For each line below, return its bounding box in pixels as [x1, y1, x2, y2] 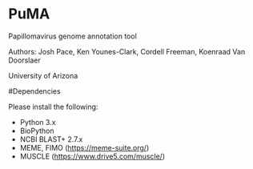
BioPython [19, 126, 54, 135]
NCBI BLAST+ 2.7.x [19, 134, 83, 144]
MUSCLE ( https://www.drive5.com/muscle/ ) [19, 151, 166, 161]
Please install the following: [8, 102, 98, 111]
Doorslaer [8, 55, 42, 65]
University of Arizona [8, 70, 78, 80]
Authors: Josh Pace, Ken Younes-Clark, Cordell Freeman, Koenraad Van [8, 46, 246, 56]
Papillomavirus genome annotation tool [8, 31, 138, 41]
